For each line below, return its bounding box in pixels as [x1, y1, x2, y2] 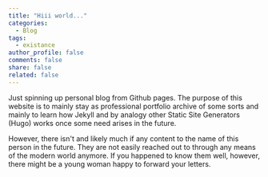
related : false [8, 71, 59, 79]
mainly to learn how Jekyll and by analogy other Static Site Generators [8, 109, 240, 120]
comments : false [8, 57, 62, 65]
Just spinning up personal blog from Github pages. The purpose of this [8, 92, 242, 102]
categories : [8, 19, 48, 27]
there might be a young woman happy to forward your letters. [8, 159, 211, 168]
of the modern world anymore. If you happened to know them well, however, [8, 151, 260, 160]
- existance [15, 41, 56, 49]
